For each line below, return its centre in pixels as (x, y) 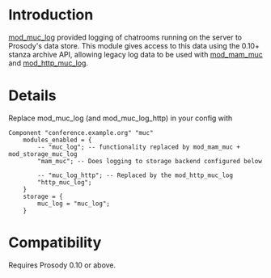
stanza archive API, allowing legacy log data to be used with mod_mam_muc (135, 54)
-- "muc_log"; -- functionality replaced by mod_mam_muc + (139, 147)
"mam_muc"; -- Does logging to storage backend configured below (150, 161)
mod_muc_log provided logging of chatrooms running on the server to (125, 37)
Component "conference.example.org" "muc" (81, 133)
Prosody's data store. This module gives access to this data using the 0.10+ (134, 45)
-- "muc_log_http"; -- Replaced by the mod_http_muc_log (135, 175)
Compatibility (55, 243)
